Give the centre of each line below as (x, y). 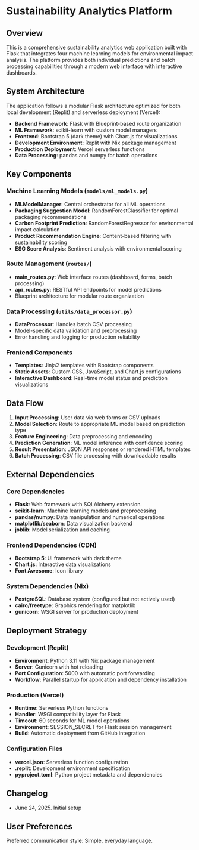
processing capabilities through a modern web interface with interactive (94, 66)
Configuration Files (34, 749)
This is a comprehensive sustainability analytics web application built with (97, 47)
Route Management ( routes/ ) (49, 264)
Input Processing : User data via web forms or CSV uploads (88, 418)
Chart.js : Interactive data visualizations (63, 564)
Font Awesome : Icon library (49, 571)
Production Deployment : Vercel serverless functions (80, 149)
